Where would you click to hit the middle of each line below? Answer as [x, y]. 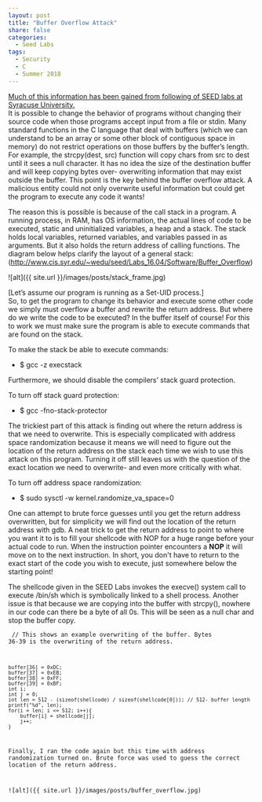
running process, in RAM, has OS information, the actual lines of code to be [130, 220]
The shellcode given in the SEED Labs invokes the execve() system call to [127, 587]
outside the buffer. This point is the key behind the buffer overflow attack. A [130, 180]
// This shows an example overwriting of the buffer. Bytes [112, 635]
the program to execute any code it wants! [76, 197]
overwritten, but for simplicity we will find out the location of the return [122, 521]
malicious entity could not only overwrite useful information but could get [127, 188]
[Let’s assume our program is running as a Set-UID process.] [106, 292]
